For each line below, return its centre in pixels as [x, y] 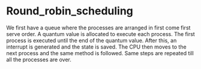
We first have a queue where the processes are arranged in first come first [98, 28]
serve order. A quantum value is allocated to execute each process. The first [100, 34]
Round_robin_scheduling [70, 11]
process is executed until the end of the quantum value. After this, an [91, 40]
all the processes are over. [39, 59]
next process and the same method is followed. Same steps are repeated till [100, 53]
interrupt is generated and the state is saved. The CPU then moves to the [97, 47]
